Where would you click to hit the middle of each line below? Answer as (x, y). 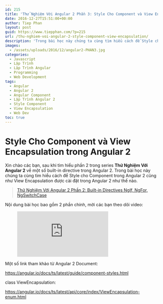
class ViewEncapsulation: (31, 282)
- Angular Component (30, 95)
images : (13, 46)
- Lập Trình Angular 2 (32, 100)
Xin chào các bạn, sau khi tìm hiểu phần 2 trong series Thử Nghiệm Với (76, 165)
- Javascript (23, 59)
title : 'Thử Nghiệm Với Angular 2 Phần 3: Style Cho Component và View (79, 14)
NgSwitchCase (32, 195)
